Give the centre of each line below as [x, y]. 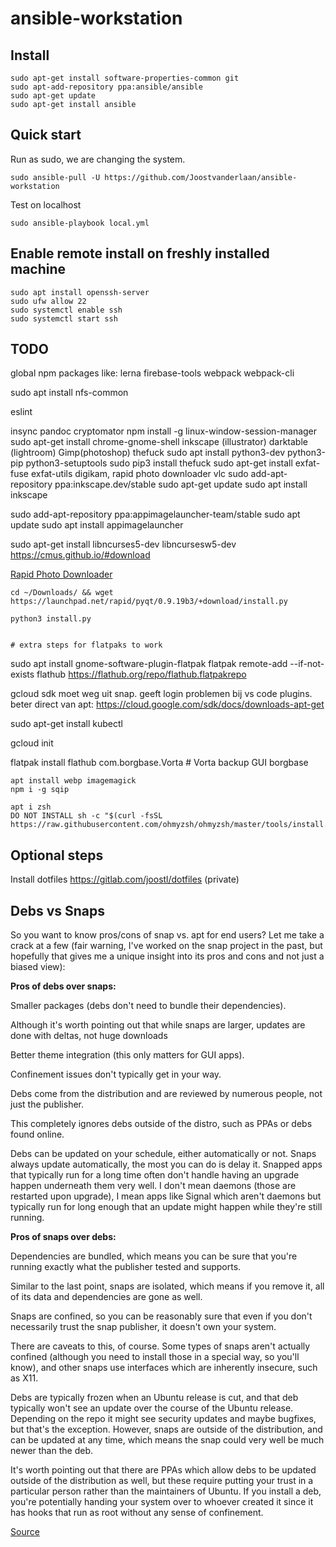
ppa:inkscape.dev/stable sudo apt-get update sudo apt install [181, 484]
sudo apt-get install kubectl [66, 724]
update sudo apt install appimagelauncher [97, 525]
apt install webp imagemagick [73, 781]
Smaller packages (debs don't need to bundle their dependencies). [148, 1006]
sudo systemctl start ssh [64, 318]
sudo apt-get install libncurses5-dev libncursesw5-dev [123, 544]
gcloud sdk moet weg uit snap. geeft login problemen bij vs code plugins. [161, 694]
